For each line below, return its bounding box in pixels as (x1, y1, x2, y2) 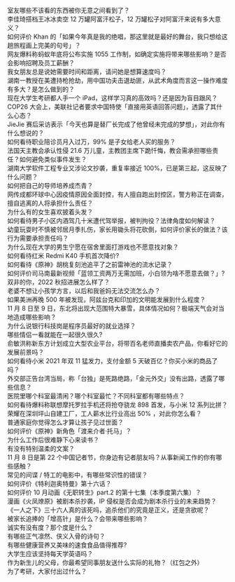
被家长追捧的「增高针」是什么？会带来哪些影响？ (7, 515, 148, 522)
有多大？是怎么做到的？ (7, 85, 75, 93)
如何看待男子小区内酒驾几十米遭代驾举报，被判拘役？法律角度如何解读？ (7, 217, 215, 224)
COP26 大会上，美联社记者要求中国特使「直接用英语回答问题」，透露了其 (7, 102, 217, 111)
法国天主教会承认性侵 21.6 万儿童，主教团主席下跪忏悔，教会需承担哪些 (7, 147, 213, 154)
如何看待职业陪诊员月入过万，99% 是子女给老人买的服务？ (7, 137, 176, 146)
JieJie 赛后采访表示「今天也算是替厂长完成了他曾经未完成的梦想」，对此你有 (7, 120, 226, 128)
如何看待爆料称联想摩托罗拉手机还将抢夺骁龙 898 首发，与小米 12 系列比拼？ (7, 400, 228, 409)
